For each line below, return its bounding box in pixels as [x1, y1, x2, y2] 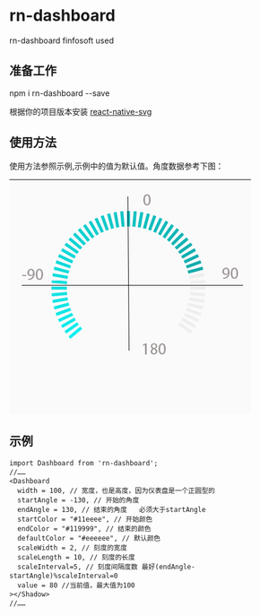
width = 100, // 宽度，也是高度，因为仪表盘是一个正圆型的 [17, 486, 215, 496]
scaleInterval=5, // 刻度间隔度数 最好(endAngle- [17, 562, 195, 572]
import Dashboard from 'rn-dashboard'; [9, 459, 159, 468]
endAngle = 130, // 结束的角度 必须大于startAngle [17, 506, 206, 515]
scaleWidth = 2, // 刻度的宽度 [17, 543, 127, 552]
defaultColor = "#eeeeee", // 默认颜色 [17, 534, 161, 543]
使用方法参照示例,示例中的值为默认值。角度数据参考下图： [9, 161, 224, 171]
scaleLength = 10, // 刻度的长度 [17, 553, 136, 562]
